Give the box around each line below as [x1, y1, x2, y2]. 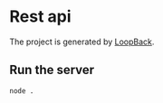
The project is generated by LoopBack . [9, 36, 155, 47]
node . [9, 86, 34, 96]
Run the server [9, 62, 95, 78]
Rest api [9, 6, 72, 27]
